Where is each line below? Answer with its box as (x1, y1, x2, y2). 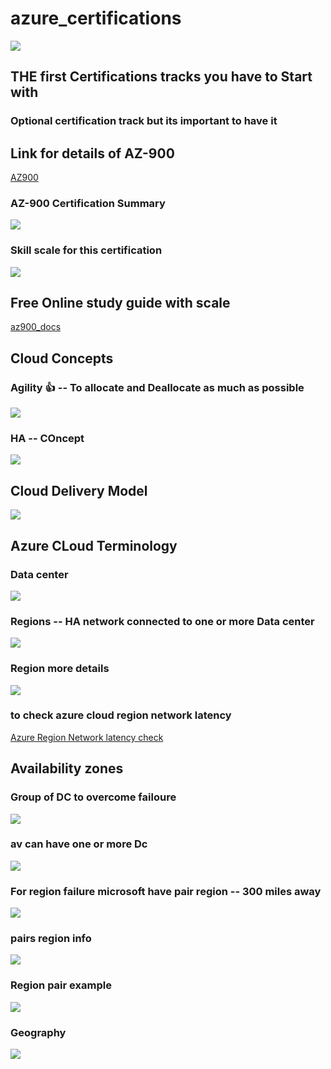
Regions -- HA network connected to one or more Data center (10, 614, 315, 628)
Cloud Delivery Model (10, 482, 148, 499)
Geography (10, 1025, 67, 1039)
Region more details (10, 662, 110, 676)
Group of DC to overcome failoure (10, 790, 177, 804)
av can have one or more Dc (10, 837, 148, 851)
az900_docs (10, 321, 62, 333)
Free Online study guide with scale (10, 295, 231, 312)
